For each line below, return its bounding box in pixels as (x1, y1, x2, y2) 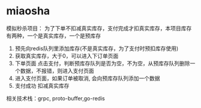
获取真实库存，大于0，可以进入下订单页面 (14, 52, 119, 59)
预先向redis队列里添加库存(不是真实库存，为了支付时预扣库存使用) (14, 45, 179, 52)
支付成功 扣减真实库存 (14, 82, 70, 89)
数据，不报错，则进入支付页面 (20, 67, 94, 74)
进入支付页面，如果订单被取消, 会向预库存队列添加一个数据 (14, 75, 160, 82)
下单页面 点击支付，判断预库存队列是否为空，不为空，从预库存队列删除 (14, 60, 190, 67)
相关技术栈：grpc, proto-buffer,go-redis (6, 94, 105, 102)
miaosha (6, 4, 50, 18)
